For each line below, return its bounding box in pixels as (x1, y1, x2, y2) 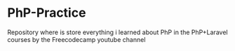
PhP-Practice (7, 5, 86, 21)
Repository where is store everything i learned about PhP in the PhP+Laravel (7, 28, 228, 36)
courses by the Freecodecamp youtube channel (7, 35, 146, 43)
